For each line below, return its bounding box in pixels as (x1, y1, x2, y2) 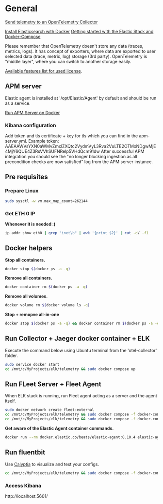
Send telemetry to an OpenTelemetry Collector (5, 19, 98, 25)
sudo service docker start (5, 362, 60, 367)
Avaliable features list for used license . (5, 68, 82, 74)
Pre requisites (5, 173, 48, 181)
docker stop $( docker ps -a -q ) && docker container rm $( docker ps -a (5, 321, 153, 326)
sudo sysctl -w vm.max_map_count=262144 (5, 198, 88, 204)
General (5, 3, 38, 14)
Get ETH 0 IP (5, 210, 35, 217)
